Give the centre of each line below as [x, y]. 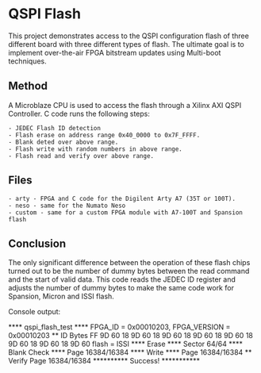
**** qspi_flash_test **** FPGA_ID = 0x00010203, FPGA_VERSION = [119, 327]
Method [28, 86]
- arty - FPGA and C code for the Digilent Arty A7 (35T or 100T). [122, 198]
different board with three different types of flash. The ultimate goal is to [126, 44]
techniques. [27, 61]
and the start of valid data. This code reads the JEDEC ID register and [122, 279]
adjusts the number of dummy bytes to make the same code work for [121, 288]
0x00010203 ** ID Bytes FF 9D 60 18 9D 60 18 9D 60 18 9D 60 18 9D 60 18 [131, 336]
